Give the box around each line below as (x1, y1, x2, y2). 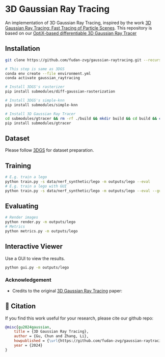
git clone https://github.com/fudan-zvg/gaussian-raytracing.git (5, 58, 141, 63)
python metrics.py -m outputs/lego (5, 228, 78, 233)
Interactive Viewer (5, 242, 63, 251)
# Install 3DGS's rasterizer (5, 85, 65, 90)
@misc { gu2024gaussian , (5, 325, 52, 329)
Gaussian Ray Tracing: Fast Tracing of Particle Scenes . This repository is (5, 25, 152, 31)
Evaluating (5, 202, 39, 210)
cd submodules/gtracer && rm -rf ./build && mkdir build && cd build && (5, 116, 157, 121)
